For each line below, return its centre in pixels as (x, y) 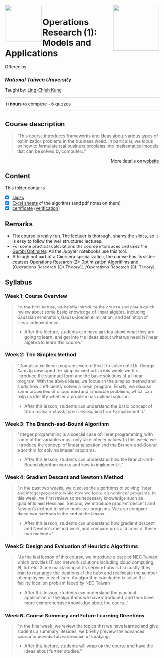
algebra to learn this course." (53, 342)
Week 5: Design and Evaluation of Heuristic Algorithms (72, 546)
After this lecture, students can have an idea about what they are (89, 332)
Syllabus (19, 282)
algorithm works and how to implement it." (81, 465)
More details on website (135, 161)
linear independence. (38, 322)
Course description (35, 124)
